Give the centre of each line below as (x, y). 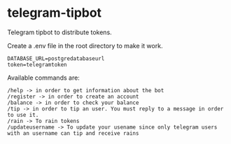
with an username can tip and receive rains (73, 133)
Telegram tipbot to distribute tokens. (59, 32)
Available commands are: (44, 78)
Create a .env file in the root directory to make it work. (85, 45)
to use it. (23, 115)
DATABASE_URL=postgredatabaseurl (56, 58)
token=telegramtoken (37, 64)
